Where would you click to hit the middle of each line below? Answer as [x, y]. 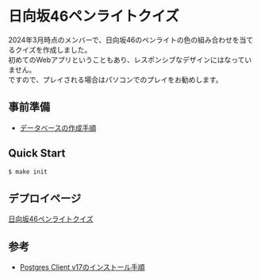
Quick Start [37, 153]
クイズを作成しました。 [53, 49]
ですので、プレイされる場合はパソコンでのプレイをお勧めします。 [116, 80]
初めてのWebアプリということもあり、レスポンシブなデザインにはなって [127, 60]
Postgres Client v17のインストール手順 [82, 267]
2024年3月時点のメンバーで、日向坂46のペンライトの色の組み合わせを [124, 40]
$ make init [28, 172]
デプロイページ [45, 198]
